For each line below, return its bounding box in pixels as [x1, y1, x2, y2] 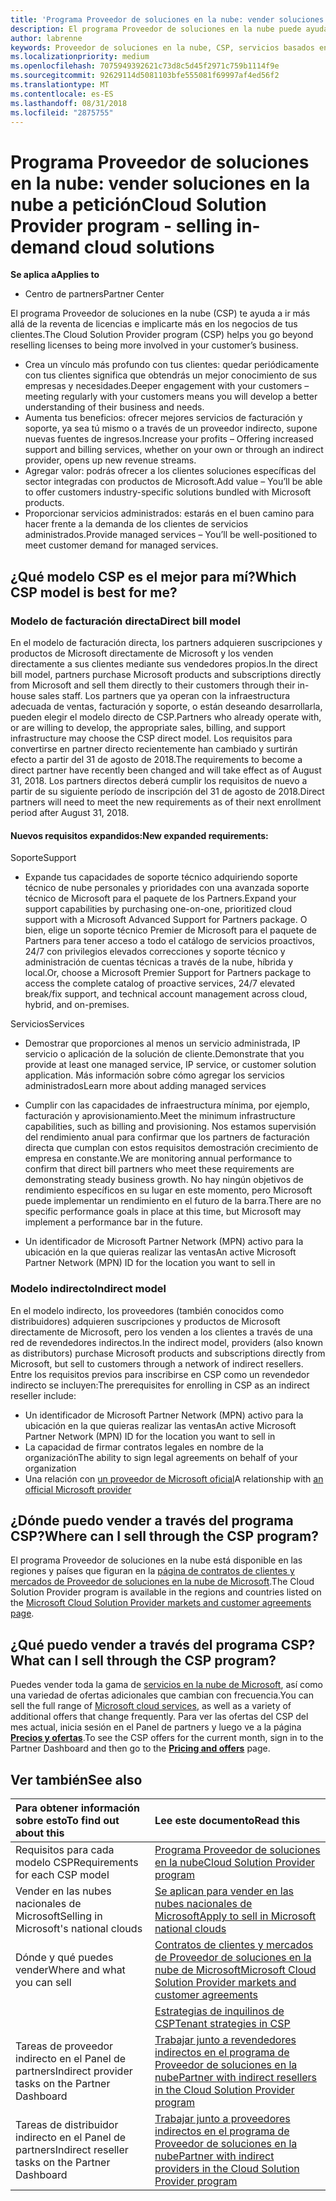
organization [24, 1462, 77, 1474]
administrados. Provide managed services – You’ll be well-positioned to [24, 529, 318, 541]
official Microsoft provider [24, 1483, 132, 1495]
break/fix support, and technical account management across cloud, [24, 988, 308, 1000]
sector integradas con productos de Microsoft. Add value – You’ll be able [24, 476, 323, 488]
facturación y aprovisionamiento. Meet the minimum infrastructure [24, 1110, 296, 1122]
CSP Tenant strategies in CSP [154, 2016, 291, 2030]
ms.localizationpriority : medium [10, 52, 150, 62]
